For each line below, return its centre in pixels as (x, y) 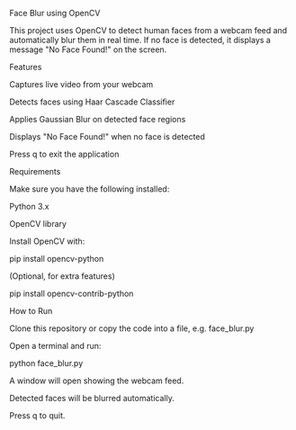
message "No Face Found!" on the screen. (88, 49)
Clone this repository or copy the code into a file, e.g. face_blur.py (132, 328)
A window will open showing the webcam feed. (97, 381)
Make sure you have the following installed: (90, 189)
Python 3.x (29, 206)
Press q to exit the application (64, 154)
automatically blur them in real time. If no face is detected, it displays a (140, 40)
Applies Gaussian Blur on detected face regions (98, 119)
